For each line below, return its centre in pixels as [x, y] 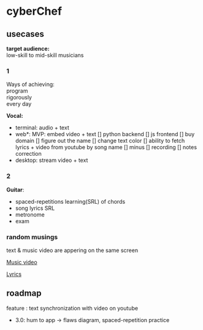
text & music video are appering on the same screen [72, 250]
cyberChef [34, 11]
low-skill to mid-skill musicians [45, 55]
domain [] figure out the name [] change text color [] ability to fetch [100, 141]
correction [28, 154]
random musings [32, 237]
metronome [30, 214]
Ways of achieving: [31, 85]
